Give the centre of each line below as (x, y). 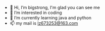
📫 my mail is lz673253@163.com (44, 23)
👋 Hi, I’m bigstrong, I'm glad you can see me (55, 8)
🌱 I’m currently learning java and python (51, 18)
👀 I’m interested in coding (36, 13)
